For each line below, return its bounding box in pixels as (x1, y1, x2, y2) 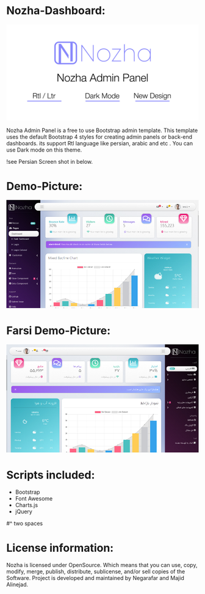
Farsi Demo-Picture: (6, 324, 111, 338)
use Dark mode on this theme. (6, 146, 82, 153)
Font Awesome (15, 495, 53, 502)
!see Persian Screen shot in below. (6, 158, 93, 165)
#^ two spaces (6, 520, 43, 527)
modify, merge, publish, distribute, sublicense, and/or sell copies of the (6, 568, 185, 575)
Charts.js (15, 502, 38, 509)
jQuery (15, 508, 32, 515)
